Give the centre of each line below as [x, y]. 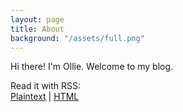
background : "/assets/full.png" [77, 38]
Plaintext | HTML [45, 97]
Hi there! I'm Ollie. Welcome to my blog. [92, 67]
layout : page [37, 19]
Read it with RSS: [46, 86]
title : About [37, 29]
